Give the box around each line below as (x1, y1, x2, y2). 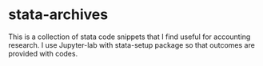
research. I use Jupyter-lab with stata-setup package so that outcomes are (8, 40, 256, 49)
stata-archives (8, 6, 109, 24)
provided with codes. (8, 49, 78, 58)
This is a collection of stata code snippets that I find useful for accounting (8, 32, 251, 41)
